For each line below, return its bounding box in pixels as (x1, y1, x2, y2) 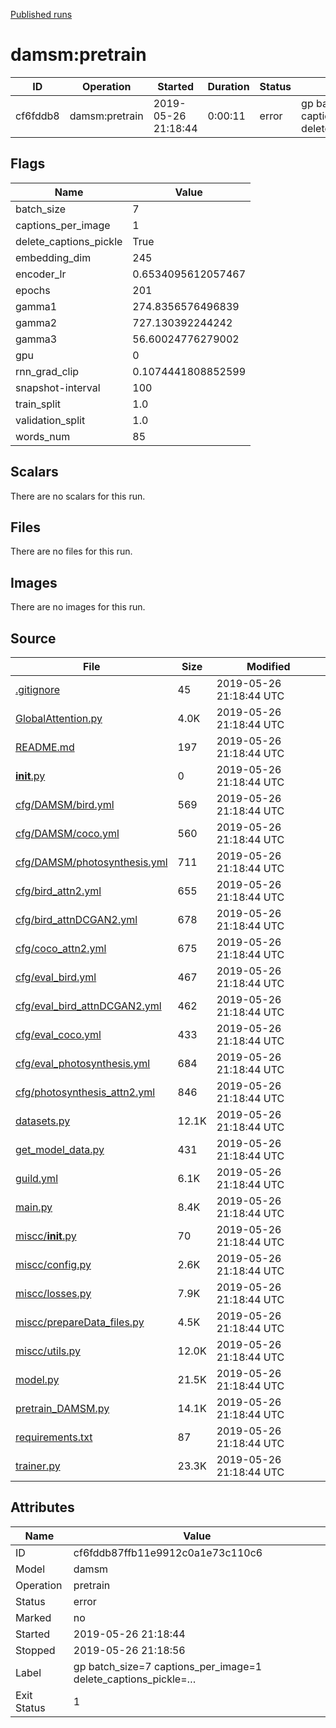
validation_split (15, 413, 86, 427)
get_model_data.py (15, 1143, 105, 1156)
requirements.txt (15, 1430, 93, 1444)
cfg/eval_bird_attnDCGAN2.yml (15, 999, 162, 1013)
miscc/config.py (15, 1258, 92, 1271)
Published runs (10, 9, 73, 20)
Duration (207, 79, 250, 93)
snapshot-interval (15, 380, 101, 394)
